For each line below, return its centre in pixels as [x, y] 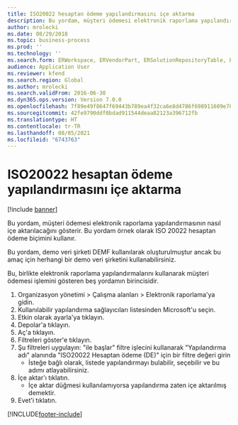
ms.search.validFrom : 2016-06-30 [57, 93]
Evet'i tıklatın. [37, 400]
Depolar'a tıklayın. [44, 325]
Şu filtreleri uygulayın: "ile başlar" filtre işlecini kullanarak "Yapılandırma [122, 348]
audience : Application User [49, 67]
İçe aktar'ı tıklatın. [43, 378]
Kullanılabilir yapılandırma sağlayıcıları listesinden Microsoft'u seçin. [117, 310]
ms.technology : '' [34, 54]
